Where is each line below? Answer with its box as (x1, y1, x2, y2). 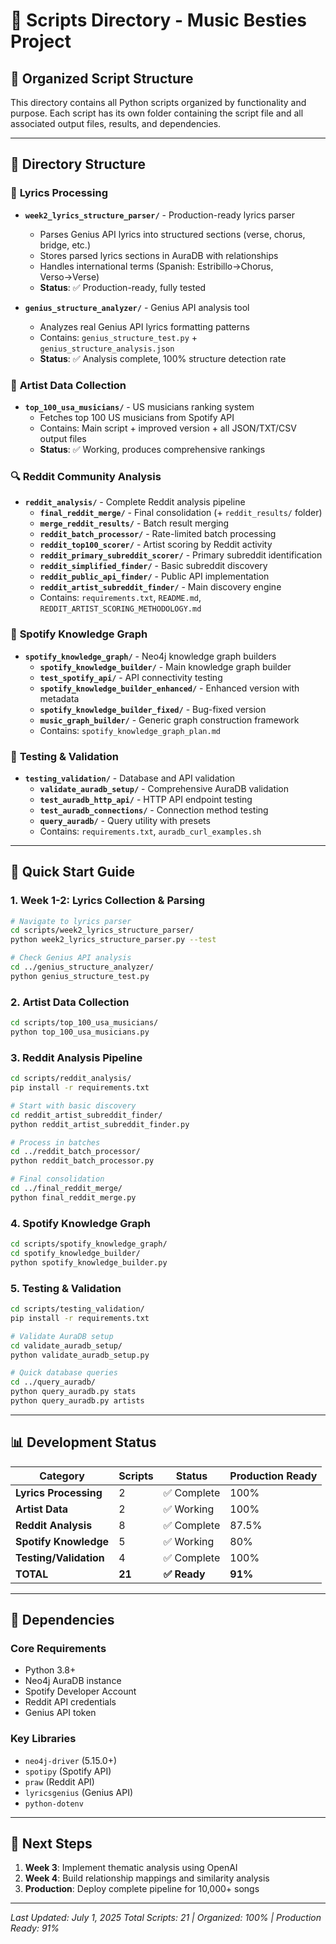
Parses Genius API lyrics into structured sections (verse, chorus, (39, 228, 306, 240)
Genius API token (24, 1707, 97, 1719)
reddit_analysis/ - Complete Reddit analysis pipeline (24, 496, 246, 508)
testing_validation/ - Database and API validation (24, 772, 236, 784)
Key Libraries (10, 1732, 77, 1746)
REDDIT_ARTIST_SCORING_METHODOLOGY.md (39, 604, 202, 614)
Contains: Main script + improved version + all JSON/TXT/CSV (39, 422, 297, 434)
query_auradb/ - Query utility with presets (39, 814, 211, 826)
